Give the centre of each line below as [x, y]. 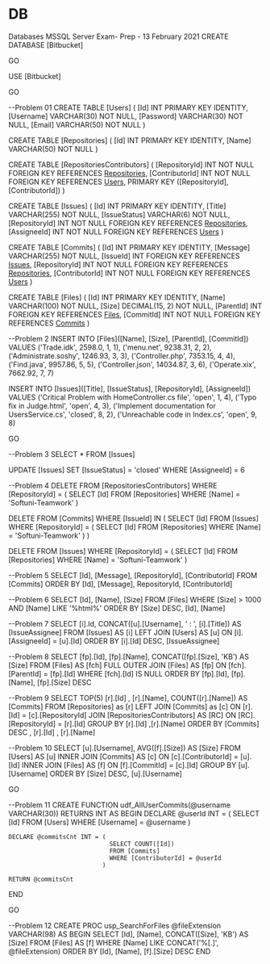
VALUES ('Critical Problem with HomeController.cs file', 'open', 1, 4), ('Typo [133, 397]
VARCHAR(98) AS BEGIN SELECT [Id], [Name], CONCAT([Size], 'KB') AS [129, 934]
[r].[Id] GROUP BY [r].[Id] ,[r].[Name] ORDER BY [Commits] [162, 723]
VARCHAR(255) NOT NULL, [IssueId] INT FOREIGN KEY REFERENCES [124, 256]
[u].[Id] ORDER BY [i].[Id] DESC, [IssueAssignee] [139, 641]
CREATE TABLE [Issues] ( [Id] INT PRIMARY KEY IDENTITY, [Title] [117, 206]
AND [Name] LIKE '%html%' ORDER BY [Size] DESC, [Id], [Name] [117, 608]
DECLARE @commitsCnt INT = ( [57, 836]
